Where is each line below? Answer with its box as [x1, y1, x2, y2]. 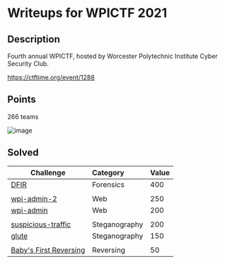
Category [91, 168, 125, 178]
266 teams [7, 112, 39, 121]
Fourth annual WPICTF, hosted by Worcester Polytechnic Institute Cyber [7, 52, 218, 60]
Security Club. [7, 59, 50, 68]
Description [7, 33, 60, 45]
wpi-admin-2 [11, 193, 58, 203]
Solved [7, 147, 39, 159]
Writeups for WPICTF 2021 [7, 5, 168, 21]
